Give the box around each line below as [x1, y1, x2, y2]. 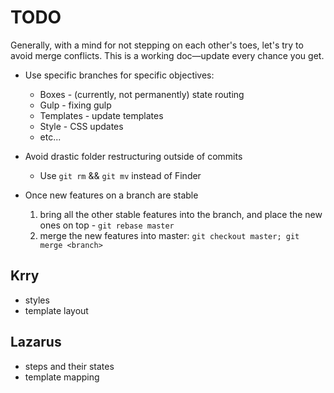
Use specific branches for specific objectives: [24, 69, 215, 81]
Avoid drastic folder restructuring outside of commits [24, 150, 243, 162]
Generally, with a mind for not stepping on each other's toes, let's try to [10, 39, 304, 51]
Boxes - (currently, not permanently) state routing [39, 88, 245, 100]
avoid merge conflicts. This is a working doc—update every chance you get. [10, 49, 325, 61]
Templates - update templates [39, 109, 164, 121]
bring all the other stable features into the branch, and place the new [39, 208, 323, 220]
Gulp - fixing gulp [39, 99, 112, 111]
